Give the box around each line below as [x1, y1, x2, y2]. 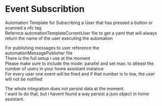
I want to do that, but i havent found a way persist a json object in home [5, 91, 149, 97]
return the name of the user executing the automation [5, 35, 113, 41]
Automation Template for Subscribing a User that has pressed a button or [5, 20, 153, 26]
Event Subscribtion [5, 3, 85, 15]
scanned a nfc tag [5, 25, 42, 30]
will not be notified [5, 76, 43, 82]
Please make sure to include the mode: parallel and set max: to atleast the [5, 60, 154, 66]
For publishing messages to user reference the [5, 45, 99, 51]
